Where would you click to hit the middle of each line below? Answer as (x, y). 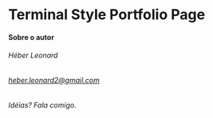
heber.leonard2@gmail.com (54, 80)
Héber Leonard (33, 55)
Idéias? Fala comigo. (43, 104)
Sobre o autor (31, 37)
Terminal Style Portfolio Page (107, 15)
